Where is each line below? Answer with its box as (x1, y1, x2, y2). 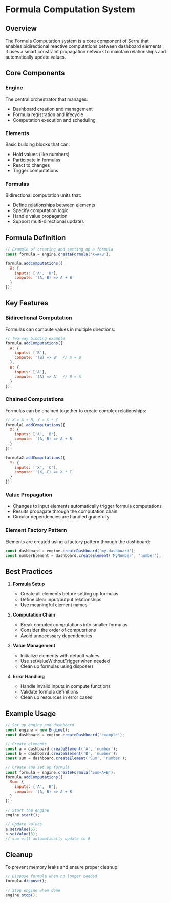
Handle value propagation (12, 213, 68, 219)
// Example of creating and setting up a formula (5, 247, 114, 252)
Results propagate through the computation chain (12, 508, 118, 514)
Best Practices (5, 567, 53, 576)
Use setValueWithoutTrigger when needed (20, 658, 110, 664)
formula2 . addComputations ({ (5, 455, 66, 460)
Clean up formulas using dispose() (20, 663, 94, 669)
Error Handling (12, 674, 45, 680)
